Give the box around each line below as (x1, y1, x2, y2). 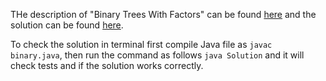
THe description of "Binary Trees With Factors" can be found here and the (10, 9, 317, 20)
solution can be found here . (10, 19, 124, 31)
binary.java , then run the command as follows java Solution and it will (10, 49, 305, 61)
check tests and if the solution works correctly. (10, 60, 204, 71)
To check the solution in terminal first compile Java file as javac (10, 39, 273, 50)
